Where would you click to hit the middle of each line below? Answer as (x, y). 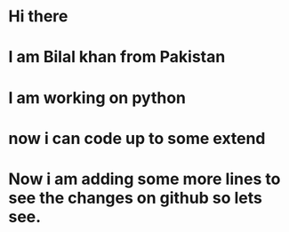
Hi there (38, 16)
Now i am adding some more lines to (144, 179)
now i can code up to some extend (137, 138)
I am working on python (97, 97)
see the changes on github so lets (136, 198)
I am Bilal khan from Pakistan (117, 57)
